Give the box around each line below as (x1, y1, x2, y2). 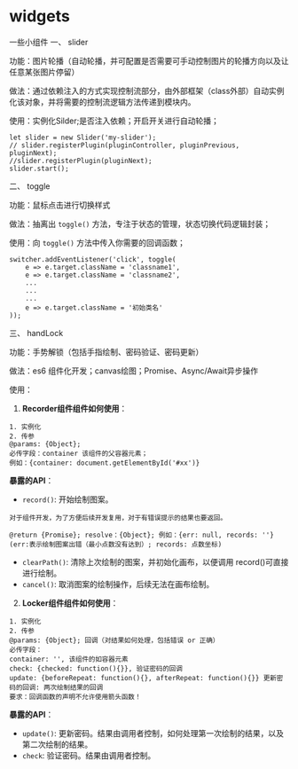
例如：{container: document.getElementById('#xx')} (9, 459, 200, 467)
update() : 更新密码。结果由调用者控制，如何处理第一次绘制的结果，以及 (21, 727, 285, 738)
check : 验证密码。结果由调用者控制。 (21, 749, 156, 760)
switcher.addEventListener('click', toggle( (9, 255, 176, 263)
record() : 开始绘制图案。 (21, 494, 114, 505)
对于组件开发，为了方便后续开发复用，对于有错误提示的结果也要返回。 (9, 513, 228, 522)
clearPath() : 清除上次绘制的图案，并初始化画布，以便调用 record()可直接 (21, 556, 289, 567)
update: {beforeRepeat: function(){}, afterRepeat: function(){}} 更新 (9, 673, 277, 682)
